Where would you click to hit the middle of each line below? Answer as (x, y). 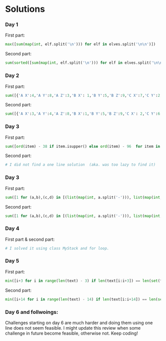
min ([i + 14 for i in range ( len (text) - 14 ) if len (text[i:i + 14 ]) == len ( (82, 299)
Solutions (25, 9)
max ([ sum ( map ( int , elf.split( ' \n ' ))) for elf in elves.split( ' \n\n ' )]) (80, 44)
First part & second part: (30, 239)
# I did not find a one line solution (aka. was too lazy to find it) (80, 165)
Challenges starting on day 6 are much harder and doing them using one (79, 323)
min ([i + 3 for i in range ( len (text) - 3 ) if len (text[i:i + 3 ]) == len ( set (82, 281)
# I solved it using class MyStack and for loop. (57, 248)
